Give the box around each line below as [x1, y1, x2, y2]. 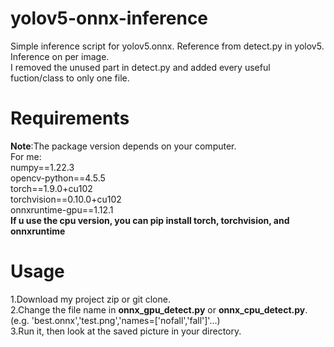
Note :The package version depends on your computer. [10, 140, 237, 152]
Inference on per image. [10, 50, 110, 62]
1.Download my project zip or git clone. [10, 293, 171, 305]
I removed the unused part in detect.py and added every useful [10, 61, 271, 73]
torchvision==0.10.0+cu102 [10, 193, 122, 205]
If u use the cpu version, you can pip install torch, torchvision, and [10, 214, 290, 226]
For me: [10, 150, 42, 162]
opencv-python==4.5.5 [10, 172, 106, 184]
